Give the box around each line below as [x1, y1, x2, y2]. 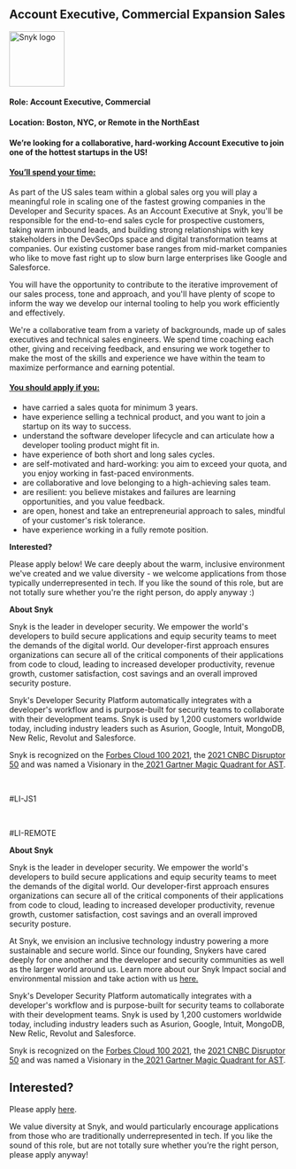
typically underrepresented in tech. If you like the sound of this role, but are [9, 577, 285, 588]
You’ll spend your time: [9, 167, 96, 178]
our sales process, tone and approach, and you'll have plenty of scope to [9, 288, 276, 299]
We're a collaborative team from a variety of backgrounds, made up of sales [9, 324, 286, 335]
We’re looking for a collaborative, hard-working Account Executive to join [9, 137, 285, 148]
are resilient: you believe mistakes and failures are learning [21, 487, 236, 497]
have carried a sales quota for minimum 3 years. [21, 402, 199, 413]
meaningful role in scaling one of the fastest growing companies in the [9, 196, 266, 206]
